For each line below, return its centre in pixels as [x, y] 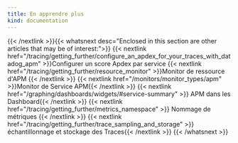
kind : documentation [38, 21]
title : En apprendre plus [45, 14]
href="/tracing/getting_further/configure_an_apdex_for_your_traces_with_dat [119, 56]
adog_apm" [24, 63]
